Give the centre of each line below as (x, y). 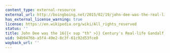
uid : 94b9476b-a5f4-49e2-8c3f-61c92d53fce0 (52, 38)
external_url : (20, 15)
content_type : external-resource (40, 10)
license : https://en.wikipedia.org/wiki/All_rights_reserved (71, 24)
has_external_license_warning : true (44, 19)
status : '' (17, 29)
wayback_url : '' (22, 43)
